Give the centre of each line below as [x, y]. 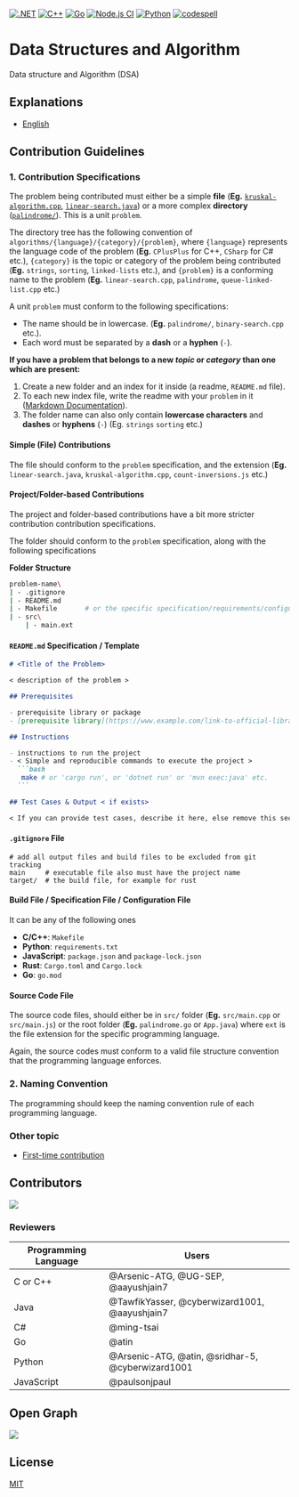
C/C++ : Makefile [53, 937]
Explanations [46, 102]
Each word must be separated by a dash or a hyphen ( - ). [127, 343]
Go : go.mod [42, 975]
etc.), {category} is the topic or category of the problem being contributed [145, 261]
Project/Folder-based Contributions [77, 495]
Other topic [34, 1136]
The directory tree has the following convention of [101, 232]
